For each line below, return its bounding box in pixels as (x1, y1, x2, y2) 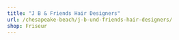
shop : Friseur (7, 22, 48, 29)
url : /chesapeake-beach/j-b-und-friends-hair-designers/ (7, 16, 173, 23)
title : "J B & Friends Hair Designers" (7, 9, 121, 17)
